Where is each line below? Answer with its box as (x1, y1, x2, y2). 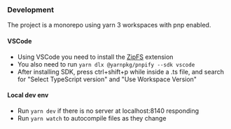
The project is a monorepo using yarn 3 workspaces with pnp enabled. (7, 21, 211, 29)
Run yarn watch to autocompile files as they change (17, 114, 167, 122)
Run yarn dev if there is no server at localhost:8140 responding (17, 107, 199, 115)
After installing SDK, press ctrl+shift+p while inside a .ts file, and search (17, 67, 224, 76)
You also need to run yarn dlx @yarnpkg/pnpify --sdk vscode (17, 60, 195, 68)
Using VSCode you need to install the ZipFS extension (17, 53, 174, 61)
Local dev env (7, 91, 49, 100)
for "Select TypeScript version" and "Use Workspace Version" (17, 75, 197, 83)
